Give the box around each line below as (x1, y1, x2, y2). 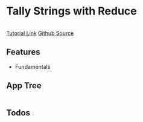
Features (6, 47, 40, 57)
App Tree (6, 80, 42, 91)
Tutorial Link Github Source (6, 29, 74, 37)
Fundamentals (14, 63, 51, 70)
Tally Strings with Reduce (6, 4, 137, 18)
